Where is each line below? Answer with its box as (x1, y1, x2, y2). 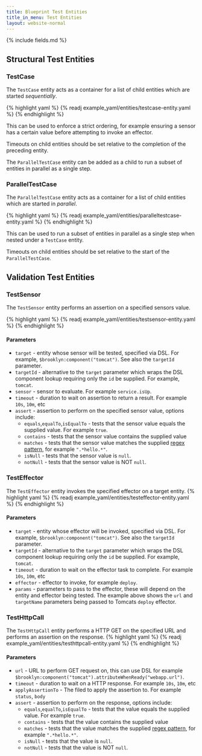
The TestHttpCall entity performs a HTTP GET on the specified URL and (6, 627, 186, 635)
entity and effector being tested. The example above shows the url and (14, 592, 193, 599)
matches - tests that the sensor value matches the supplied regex (24, 439, 185, 447)
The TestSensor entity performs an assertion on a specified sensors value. (6, 304, 191, 311)
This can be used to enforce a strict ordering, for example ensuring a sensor (6, 122, 196, 130)
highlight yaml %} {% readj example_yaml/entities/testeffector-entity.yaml (6, 494, 189, 501)
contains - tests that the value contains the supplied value (24, 719, 169, 726)
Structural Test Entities (6, 54, 95, 64)
